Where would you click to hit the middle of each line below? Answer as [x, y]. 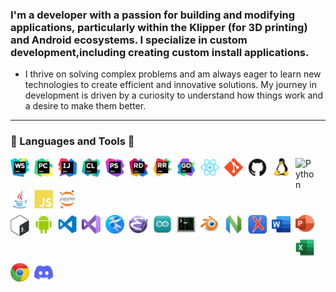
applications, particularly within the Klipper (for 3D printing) [159, 27]
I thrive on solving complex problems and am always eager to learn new [173, 74]
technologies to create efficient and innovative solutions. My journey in [170, 85]
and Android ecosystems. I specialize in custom [129, 40]
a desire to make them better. [85, 106]
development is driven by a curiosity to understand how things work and [174, 95]
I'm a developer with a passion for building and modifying [153, 15]
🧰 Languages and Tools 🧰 [72, 141]
